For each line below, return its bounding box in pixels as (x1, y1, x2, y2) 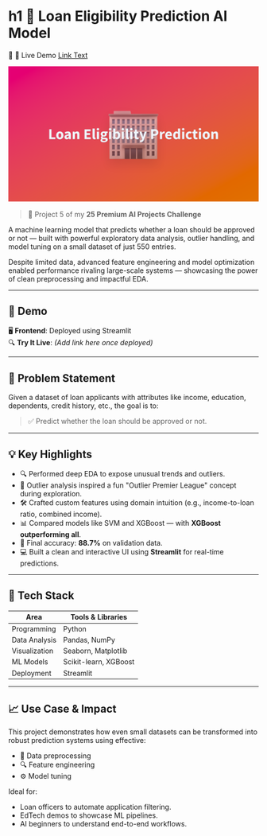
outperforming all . (19, 530, 82, 539)
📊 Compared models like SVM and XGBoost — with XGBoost (19, 519, 221, 528)
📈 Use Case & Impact (8, 702, 117, 715)
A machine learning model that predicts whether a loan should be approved (8, 224, 256, 234)
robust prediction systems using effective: (8, 735, 146, 745)
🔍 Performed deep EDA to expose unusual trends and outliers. (19, 469, 226, 479)
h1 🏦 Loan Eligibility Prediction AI (8, 7, 228, 25)
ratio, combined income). (19, 509, 103, 519)
